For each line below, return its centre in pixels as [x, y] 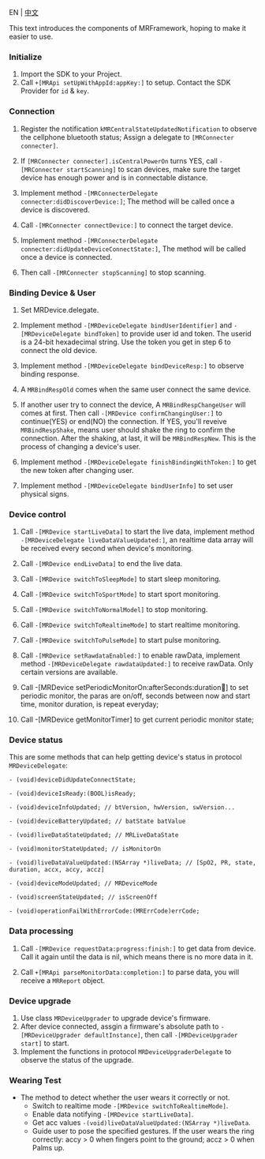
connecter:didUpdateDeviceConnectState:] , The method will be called [133, 249]
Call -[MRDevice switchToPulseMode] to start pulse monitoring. [121, 640]
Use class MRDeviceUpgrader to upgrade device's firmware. [116, 1018]
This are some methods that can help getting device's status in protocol [126, 757]
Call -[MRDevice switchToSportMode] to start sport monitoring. [120, 595]
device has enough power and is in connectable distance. [114, 178]
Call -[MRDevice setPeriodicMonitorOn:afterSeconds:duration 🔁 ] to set [134, 688]
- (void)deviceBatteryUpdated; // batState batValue [97, 821]
